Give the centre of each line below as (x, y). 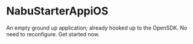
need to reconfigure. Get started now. (53, 34)
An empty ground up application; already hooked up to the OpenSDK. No (97, 28)
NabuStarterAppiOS (57, 11)
